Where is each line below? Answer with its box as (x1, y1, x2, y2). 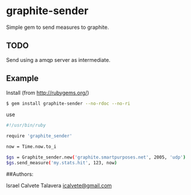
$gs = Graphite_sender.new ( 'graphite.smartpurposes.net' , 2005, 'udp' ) (6, 154, 186, 160)
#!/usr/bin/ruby (6, 123, 46, 128)
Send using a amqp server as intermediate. (6, 56, 111, 63)
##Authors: (6, 170, 34, 177)
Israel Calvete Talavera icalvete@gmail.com (6, 181, 112, 189)
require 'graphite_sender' (6, 133, 73, 139)
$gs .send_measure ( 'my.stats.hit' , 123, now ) (6, 160, 117, 166)
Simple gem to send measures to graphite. (6, 24, 109, 31)
